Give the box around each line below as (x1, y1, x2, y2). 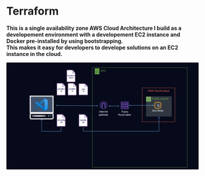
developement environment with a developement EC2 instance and (6, 30, 181, 38)
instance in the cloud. (6, 50, 63, 57)
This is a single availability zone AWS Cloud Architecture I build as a (6, 24, 182, 32)
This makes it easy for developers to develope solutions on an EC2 (6, 44, 179, 51)
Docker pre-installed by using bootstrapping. (6, 37, 123, 44)
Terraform (6, 4, 59, 18)
